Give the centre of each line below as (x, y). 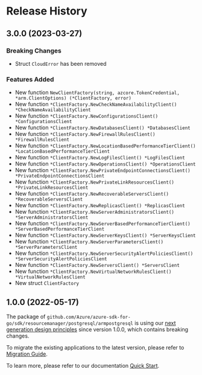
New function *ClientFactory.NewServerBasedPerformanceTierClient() (103, 223)
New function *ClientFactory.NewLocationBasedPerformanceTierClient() (105, 146)
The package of (26, 316)
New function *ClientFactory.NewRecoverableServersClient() (92, 194)
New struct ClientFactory (47, 283)
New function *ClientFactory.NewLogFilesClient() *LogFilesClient (100, 158)
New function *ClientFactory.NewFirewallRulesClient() (85, 134)
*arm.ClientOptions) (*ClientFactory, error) (73, 98)
